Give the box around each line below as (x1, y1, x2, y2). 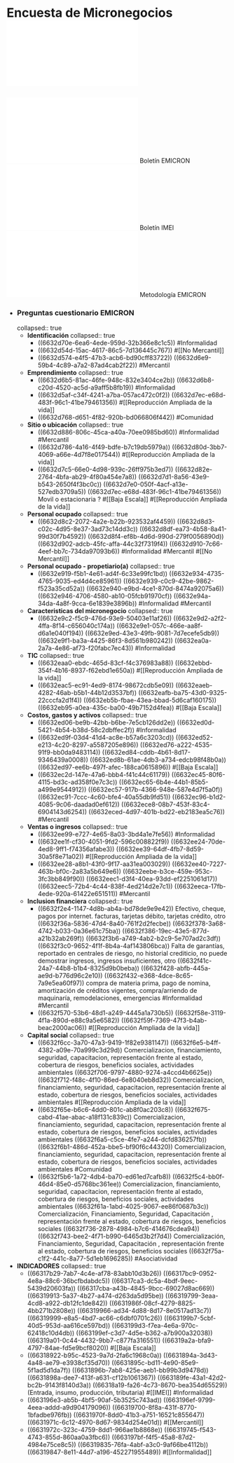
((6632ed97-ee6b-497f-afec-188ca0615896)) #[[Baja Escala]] (37, 763, 219, 771)
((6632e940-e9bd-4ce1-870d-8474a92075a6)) (86, 584, 225, 593)
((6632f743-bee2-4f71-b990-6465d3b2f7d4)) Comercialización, (37, 1232, 226, 1241)
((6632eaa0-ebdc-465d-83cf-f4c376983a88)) (37, 659, 174, 667)
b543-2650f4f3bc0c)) (37, 480, 102, 488)
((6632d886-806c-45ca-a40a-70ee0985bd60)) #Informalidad (37, 428, 219, 437)
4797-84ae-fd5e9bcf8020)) (27, 1344, 109, 1352)
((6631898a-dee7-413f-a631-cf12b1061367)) (27, 1373, 156, 1382)
